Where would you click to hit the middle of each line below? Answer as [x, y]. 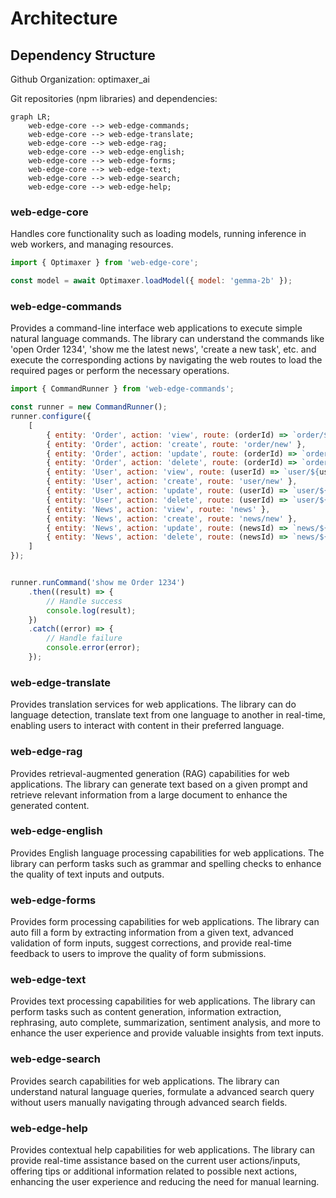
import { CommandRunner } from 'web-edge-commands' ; [122, 389]
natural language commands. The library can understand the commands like [167, 339]
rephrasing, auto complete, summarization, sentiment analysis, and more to [165, 1023]
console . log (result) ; [91, 610]
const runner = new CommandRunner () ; [89, 407]
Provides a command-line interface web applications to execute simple [156, 328]
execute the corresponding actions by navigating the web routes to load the [166, 360]
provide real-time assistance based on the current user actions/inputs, [155, 1161]
